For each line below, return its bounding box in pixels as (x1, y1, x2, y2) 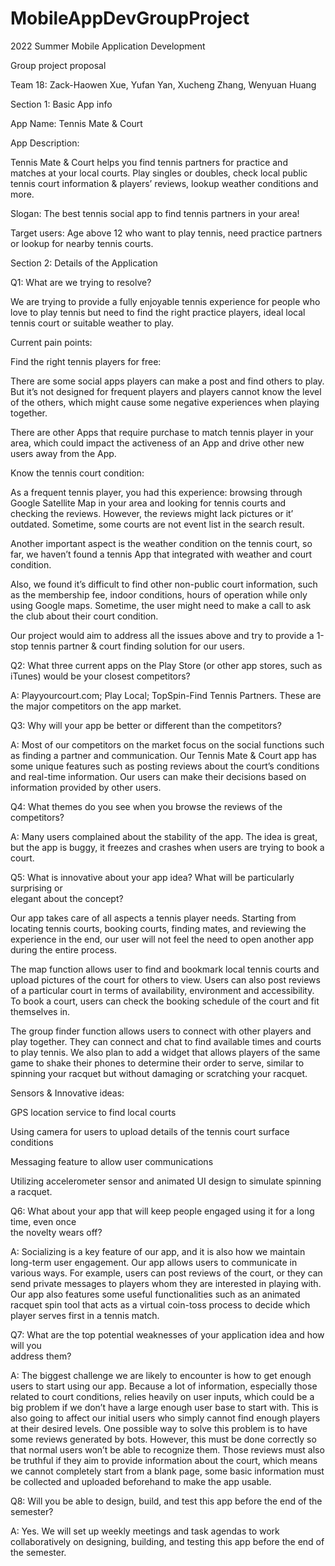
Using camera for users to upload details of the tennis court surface (10, 1125, 290, 1137)
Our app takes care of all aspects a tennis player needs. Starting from (10, 912, 297, 924)
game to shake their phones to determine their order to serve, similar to (10, 1057, 305, 1069)
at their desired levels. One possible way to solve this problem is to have (10, 1422, 308, 1434)
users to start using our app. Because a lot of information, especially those (10, 1380, 318, 1392)
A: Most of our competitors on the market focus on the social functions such (10, 738, 325, 751)
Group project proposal (10, 59, 107, 71)
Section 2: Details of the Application (10, 257, 158, 269)
